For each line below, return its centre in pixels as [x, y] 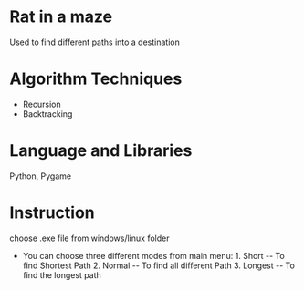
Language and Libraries [101, 151]
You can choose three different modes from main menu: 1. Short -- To [153, 255]
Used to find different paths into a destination [94, 42]
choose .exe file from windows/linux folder [89, 238]
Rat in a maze [61, 17]
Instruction [52, 212]
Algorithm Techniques [96, 79]
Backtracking [47, 114]
